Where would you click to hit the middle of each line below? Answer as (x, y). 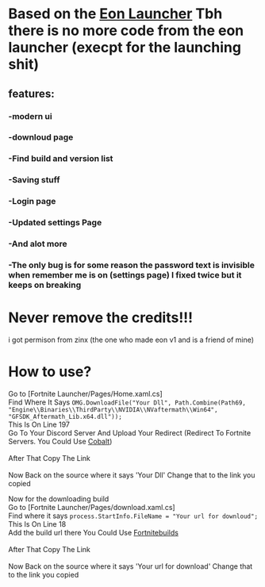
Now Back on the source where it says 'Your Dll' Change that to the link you (132, 475)
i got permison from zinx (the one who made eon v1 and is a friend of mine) (131, 340)
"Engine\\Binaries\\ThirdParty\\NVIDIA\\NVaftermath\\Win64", (113, 409)
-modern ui (31, 116)
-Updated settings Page (55, 223)
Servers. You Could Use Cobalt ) (60, 441)
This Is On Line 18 (37, 524)
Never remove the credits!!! (101, 318)
